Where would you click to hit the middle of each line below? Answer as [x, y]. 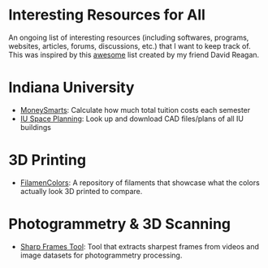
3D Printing [48, 160]
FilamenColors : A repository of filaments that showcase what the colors [140, 182]
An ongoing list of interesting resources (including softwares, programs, [129, 37]
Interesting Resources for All [107, 15]
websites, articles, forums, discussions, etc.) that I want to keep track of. [130, 45]
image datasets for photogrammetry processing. [101, 255]
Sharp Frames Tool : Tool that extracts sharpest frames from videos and [140, 246]
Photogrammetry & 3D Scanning [120, 224]
